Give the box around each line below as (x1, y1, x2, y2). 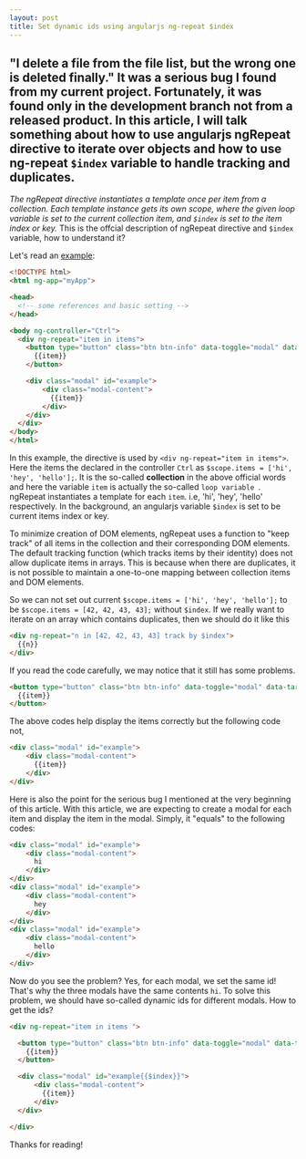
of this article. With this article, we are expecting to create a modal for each (9, 803, 292, 814)
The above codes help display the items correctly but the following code (9, 716, 280, 727)
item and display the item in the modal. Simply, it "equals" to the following (9, 812, 285, 823)
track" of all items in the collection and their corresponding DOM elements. (9, 538, 291, 549)
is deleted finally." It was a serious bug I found (9, 69, 277, 85)
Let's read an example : (9, 250, 96, 261)
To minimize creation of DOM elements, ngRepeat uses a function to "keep (9, 528, 290, 539)
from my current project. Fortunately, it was (9, 84, 262, 99)
